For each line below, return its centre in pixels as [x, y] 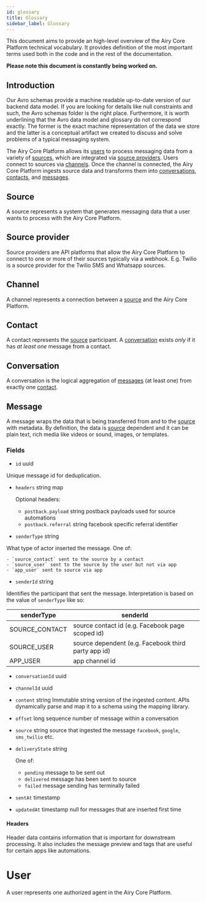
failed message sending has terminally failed [82, 786]
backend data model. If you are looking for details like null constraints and [100, 107]
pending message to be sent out [65, 773]
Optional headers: [38, 499]
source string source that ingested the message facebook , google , [97, 730]
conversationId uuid [41, 676]
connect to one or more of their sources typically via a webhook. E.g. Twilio [102, 258]
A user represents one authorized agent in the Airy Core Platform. [89, 892]
